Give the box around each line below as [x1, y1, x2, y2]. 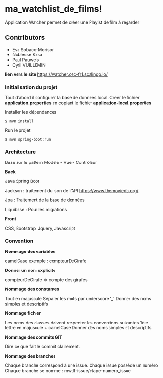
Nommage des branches [5, 353, 56, 359]
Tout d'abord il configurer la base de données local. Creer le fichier [5, 95, 140, 101]
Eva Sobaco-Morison [12, 46, 55, 52]
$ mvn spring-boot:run [5, 137, 51, 142]
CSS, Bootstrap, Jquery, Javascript [5, 225, 75, 232]
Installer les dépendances [5, 109, 57, 115]
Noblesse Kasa [12, 52, 43, 57]
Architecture [5, 148, 36, 155]
